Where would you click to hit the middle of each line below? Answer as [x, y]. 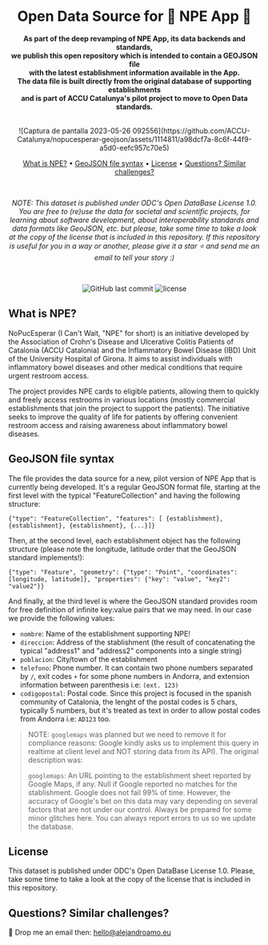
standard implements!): [46, 557]
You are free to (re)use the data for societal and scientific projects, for [134, 211]
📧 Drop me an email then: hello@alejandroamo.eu [90, 932]
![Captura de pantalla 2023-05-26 [75, 131]
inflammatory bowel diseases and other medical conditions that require [125, 367]
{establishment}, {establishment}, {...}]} [82, 525]
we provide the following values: [62, 618]
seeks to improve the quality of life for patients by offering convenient [123, 417]
